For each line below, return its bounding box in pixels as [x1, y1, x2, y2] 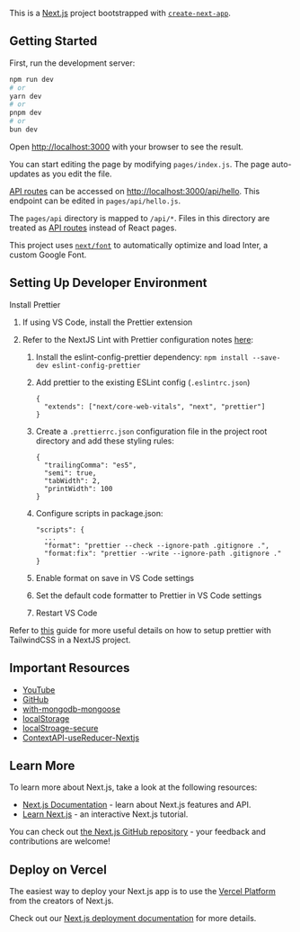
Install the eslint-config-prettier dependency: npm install [35, 351, 249, 363]
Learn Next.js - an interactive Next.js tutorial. [22, 809, 189, 820]
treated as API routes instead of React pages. [9, 222, 177, 233]
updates [9, 168, 40, 179]
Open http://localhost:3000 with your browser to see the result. [9, 141, 244, 152]
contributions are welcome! [9, 836, 110, 847]
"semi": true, [43, 468, 97, 478]
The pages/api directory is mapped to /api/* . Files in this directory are [9, 212, 270, 223]
